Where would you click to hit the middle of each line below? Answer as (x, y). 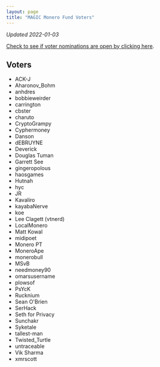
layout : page (22, 12)
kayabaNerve (31, 207)
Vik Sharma (29, 353)
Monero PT (29, 245)
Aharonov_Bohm (35, 86)
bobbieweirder (33, 98)
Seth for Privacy (35, 314)
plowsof (25, 283)
